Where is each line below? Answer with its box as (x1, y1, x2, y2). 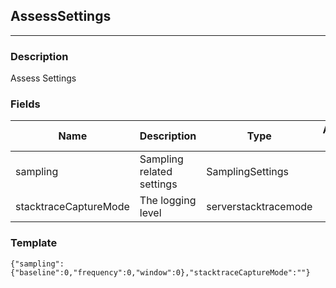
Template (10, 236, 58, 250)
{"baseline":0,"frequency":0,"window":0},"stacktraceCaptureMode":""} (10, 267, 311, 278)
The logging (139, 194, 197, 208)
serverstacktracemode (206, 200, 313, 214)
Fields (10, 97, 41, 111)
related (139, 165, 173, 179)
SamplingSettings (206, 165, 289, 179)
